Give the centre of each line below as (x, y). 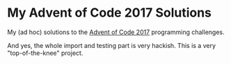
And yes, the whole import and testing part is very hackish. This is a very (112, 45)
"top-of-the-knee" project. (45, 53)
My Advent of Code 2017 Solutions (110, 13)
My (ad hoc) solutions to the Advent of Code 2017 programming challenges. (116, 32)
